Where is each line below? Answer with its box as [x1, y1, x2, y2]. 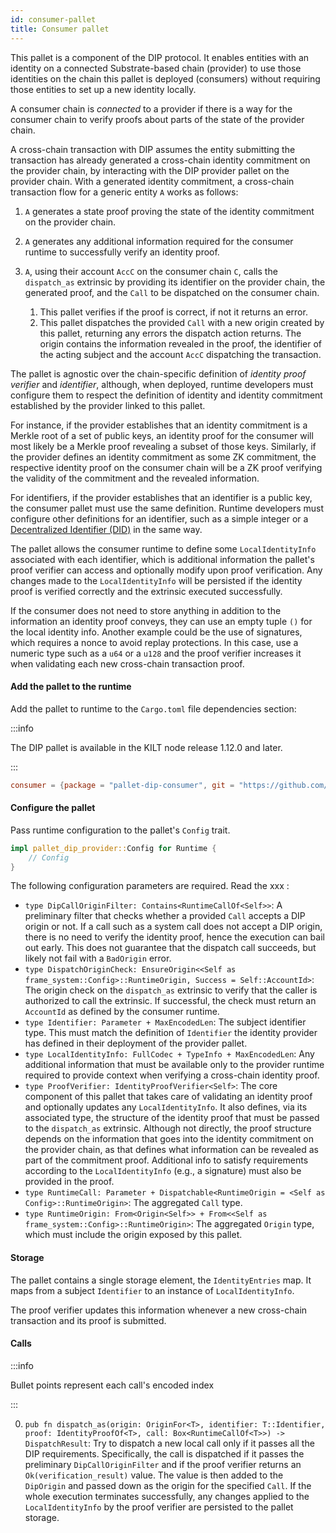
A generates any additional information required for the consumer [24, 235, 294, 247]
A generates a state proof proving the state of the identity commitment [24, 205, 315, 217]
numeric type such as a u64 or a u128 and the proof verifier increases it [10, 647, 302, 659]
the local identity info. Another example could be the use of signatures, [10, 626, 303, 638]
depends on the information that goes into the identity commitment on [24, 1133, 314, 1145]
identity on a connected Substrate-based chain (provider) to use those [10, 62, 302, 74]
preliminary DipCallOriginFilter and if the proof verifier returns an [24, 1458, 302, 1470]
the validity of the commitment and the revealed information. [10, 472, 260, 484]
